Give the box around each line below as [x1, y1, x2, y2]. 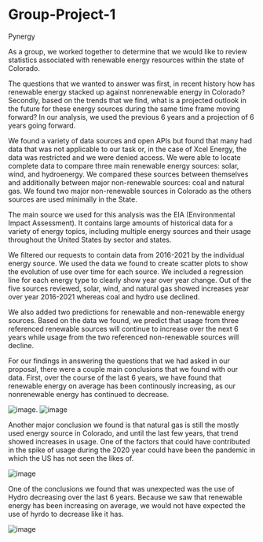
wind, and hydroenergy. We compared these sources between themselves [8, 169, 249, 179]
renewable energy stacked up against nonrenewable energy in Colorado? [8, 87, 246, 96]
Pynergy [8, 32, 35, 41]
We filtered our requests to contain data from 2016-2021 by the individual [8, 250, 245, 259]
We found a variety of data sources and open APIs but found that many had [8, 135, 253, 145]
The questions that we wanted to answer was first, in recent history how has [8, 79, 255, 88]
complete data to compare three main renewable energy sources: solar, [8, 161, 239, 170]
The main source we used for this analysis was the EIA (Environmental [8, 210, 236, 219]
